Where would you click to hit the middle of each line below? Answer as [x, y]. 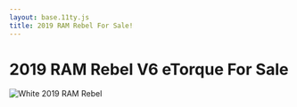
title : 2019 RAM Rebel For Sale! [71, 26]
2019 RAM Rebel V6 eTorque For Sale [149, 69]
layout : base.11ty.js [49, 17]
